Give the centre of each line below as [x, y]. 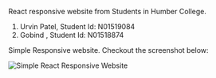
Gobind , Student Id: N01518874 [72, 35]
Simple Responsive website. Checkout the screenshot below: [108, 50]
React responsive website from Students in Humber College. [108, 11]
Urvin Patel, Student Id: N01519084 [77, 26]
